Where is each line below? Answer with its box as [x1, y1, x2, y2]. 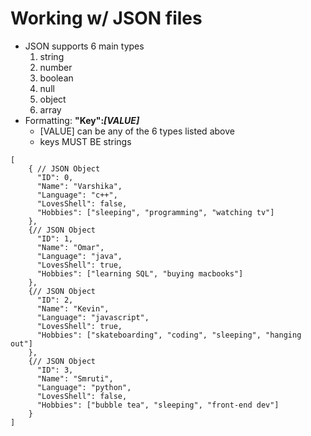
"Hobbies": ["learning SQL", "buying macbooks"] [36, 268, 244, 279]
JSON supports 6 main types [24, 40, 145, 52]
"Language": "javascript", [36, 312, 150, 322]
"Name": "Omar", [36, 242, 105, 252]
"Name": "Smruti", [36, 373, 114, 384]
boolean [39, 72, 74, 84]
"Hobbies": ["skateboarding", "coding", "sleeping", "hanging [36, 330, 302, 340]
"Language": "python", [36, 382, 132, 392]
